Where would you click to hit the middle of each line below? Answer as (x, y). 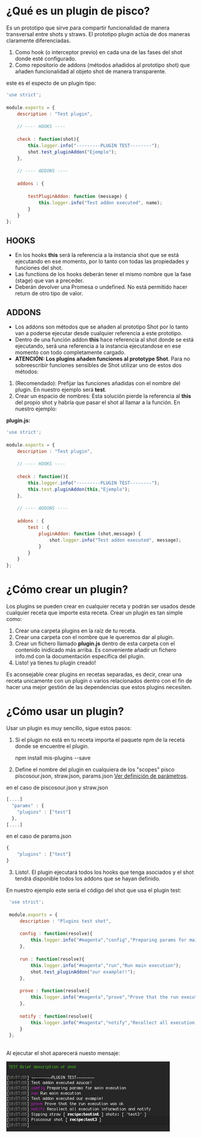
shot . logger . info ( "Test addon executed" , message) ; (115, 540)
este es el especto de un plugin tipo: (51, 83)
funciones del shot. (39, 268)
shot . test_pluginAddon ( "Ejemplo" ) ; (72, 152)
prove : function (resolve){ (55, 991)
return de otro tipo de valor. (49, 294)
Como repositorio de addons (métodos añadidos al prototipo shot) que (103, 65)
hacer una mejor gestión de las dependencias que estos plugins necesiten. (99, 687)
